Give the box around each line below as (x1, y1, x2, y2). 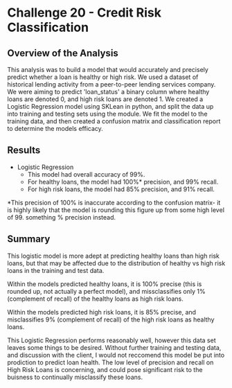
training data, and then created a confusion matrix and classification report (7, 117, 221, 125)
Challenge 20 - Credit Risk (7, 5, 161, 21)
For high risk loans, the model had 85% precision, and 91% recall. (27, 185, 215, 193)
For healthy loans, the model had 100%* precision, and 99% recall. (27, 177, 219, 186)
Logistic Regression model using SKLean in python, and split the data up (7, 103, 214, 110)
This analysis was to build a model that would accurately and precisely (7, 66, 209, 73)
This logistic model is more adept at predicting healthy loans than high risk (7, 252, 220, 260)
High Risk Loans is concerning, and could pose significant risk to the (7, 365, 203, 373)
